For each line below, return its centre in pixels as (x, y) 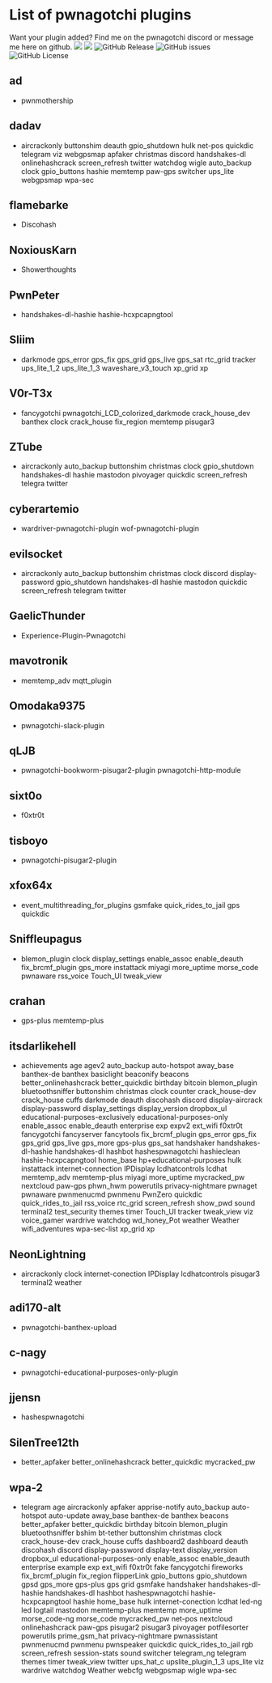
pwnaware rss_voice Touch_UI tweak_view (91, 976)
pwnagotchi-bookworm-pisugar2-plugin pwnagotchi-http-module (131, 770)
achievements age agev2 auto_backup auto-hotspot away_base (127, 1066)
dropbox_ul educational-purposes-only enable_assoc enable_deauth (135, 1558)
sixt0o (26, 796)
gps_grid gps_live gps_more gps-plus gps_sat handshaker (118, 1143)
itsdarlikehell (42, 1046)
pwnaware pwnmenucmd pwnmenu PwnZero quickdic (112, 1194)
